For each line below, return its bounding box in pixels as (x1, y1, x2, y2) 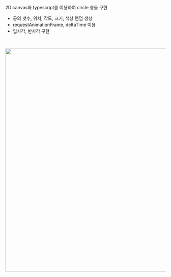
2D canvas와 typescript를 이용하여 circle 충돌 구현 (5, 5, 108, 10)
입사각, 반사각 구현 (12, 28, 50, 34)
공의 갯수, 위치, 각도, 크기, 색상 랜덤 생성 (12, 15, 93, 21)
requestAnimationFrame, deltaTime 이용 (12, 22, 96, 28)
